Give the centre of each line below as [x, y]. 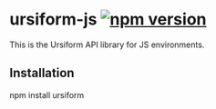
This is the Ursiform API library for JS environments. [107, 45]
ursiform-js [53, 20]
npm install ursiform [47, 94]
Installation [42, 73]
